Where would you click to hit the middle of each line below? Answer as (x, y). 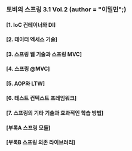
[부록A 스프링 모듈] (28, 128)
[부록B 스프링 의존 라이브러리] (41, 142)
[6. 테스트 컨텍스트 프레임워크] (41, 98)
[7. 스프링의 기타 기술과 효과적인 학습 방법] (55, 113)
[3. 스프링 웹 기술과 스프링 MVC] (44, 54)
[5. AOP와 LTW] (25, 83)
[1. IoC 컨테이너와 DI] (31, 24)
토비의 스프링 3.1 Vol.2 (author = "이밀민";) (66, 9)
